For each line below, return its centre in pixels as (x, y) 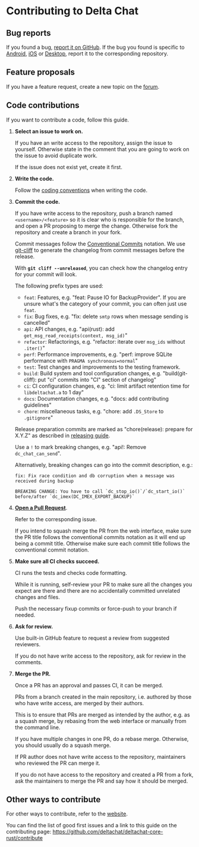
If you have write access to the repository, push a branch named (94, 213)
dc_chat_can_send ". (38, 453)
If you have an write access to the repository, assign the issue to (94, 143)
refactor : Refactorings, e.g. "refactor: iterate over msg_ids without (104, 341)
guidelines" (37, 405)
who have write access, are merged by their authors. (79, 703)
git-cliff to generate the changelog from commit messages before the (99, 250)
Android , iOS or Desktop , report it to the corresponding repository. (87, 54)
